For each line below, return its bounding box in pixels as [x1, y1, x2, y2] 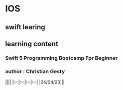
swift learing [5, 23, 45, 31]
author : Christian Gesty [5, 68, 65, 75]
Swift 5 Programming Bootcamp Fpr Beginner [5, 54, 118, 61]
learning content [5, 39, 59, 48]
